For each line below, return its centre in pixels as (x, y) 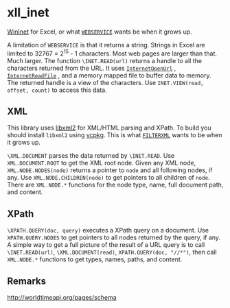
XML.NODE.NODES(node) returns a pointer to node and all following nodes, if (110, 170)
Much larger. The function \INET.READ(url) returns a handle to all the (105, 60)
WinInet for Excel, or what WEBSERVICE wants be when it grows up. (100, 32)
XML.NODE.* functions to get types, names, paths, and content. (95, 259)
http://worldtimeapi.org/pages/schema (62, 298)
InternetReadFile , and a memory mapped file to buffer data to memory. (109, 75)
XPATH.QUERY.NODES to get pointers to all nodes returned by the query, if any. (114, 237)
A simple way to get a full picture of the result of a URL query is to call (106, 245)
